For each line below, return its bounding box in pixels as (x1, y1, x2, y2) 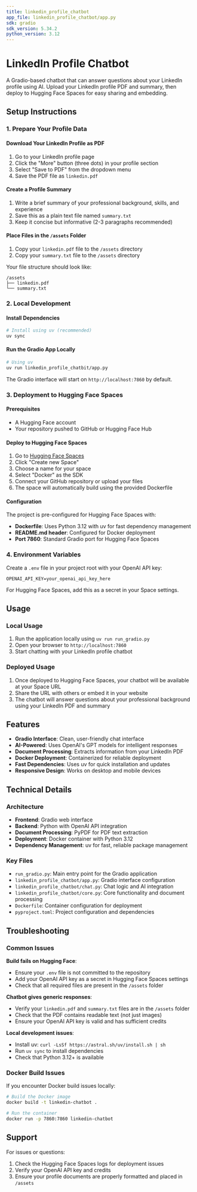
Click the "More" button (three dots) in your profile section (14, 159, 159, 167)
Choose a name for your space (14, 465, 91, 472)
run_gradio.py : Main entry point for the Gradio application (14, 870, 158, 877)
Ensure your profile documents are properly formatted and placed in (14, 1173, 183, 1180)
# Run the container (6, 1110, 58, 1116)
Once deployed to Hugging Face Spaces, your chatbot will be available (14, 676, 189, 684)
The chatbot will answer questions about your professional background (14, 696, 190, 703)
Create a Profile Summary (6, 186, 72, 193)
